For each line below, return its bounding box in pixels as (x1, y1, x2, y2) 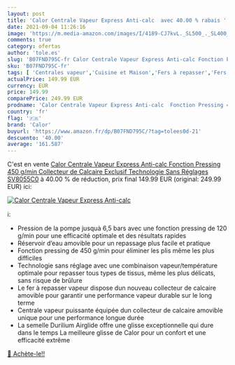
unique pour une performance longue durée (17, 314, 145, 322)
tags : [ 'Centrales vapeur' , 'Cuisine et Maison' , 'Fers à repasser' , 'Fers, (7, 69, 230, 76)
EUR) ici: (7, 182, 32, 191)
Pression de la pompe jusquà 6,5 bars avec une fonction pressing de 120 (17, 224, 227, 232)
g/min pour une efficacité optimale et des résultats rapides (17, 232, 187, 240)
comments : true (7, 36, 52, 44)
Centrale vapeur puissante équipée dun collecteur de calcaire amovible (17, 306, 224, 314)
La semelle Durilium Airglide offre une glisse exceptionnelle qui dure (17, 321, 214, 330)
